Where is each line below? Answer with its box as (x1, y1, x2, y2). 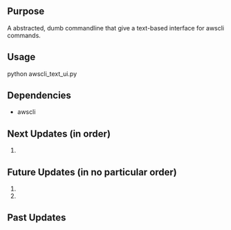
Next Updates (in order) (7, 128, 111, 140)
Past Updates (7, 212, 66, 224)
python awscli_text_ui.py (7, 69, 77, 78)
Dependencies (7, 90, 71, 102)
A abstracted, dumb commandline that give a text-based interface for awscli (7, 23, 225, 32)
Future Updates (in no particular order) (7, 166, 178, 178)
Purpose (7, 6, 45, 17)
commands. (7, 31, 41, 39)
